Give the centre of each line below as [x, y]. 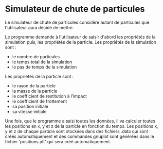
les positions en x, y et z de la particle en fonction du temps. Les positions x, [81, 126]
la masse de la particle [35, 91]
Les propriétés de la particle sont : [39, 76]
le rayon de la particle [34, 85]
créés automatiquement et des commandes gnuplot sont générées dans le [80, 136]
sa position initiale [30, 106]
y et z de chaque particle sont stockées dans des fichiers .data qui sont [77, 131]
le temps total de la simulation [42, 62]
